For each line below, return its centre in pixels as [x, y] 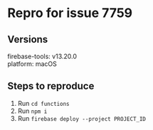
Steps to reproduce [51, 86]
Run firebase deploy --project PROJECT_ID [82, 118]
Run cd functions [43, 103]
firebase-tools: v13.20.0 [42, 56]
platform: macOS [32, 64]
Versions [28, 39]
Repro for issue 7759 [70, 13]
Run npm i [32, 111]
